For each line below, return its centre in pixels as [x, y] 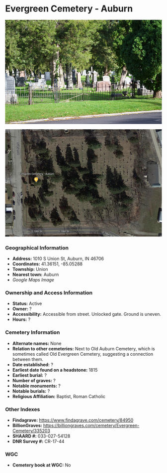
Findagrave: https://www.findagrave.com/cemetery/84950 [73, 420]
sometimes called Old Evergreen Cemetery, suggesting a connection [83, 354]
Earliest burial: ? [30, 375]
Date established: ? [33, 364]
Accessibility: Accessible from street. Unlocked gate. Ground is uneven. [87, 314]
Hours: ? [21, 319]
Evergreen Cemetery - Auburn [69, 9]
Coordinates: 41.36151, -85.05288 [47, 264]
